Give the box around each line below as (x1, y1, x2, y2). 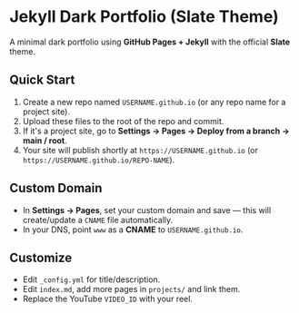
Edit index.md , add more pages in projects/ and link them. (22, 284, 241, 295)
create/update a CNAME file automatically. (22, 214, 174, 225)
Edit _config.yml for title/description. (22, 274, 161, 285)
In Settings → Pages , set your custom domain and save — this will (22, 204, 272, 215)
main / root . (22, 134, 67, 146)
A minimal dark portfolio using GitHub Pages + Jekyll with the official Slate (9, 36, 291, 47)
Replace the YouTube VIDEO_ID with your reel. (22, 293, 194, 305)
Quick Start (9, 73, 75, 88)
